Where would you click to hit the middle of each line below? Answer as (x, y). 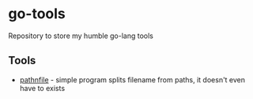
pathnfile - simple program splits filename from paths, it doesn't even (132, 79)
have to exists (42, 88)
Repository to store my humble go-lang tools (81, 36)
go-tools (37, 14)
